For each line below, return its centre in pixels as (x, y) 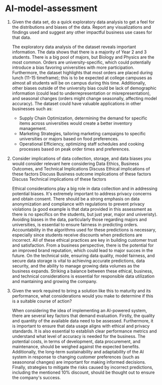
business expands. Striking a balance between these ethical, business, (82, 271)
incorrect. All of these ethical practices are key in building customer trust (84, 240)
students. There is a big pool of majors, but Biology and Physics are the (83, 57)
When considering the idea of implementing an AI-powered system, (80, 310)
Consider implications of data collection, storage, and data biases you (81, 158)
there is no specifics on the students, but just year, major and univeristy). (85, 214)
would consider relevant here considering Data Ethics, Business (75, 164)
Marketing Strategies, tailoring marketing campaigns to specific (82, 134)
